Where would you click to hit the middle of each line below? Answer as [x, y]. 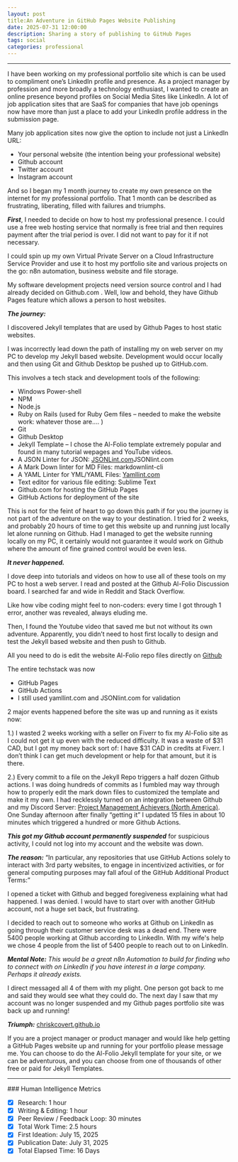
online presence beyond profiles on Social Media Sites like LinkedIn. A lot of [118, 96]
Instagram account [45, 177]
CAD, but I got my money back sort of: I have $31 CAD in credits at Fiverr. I [116, 748]
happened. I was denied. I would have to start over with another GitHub [111, 901]
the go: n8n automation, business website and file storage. [93, 271]
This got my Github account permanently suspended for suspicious [108, 836]
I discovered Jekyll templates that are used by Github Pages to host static [115, 327]
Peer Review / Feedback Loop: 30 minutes [79, 1119]
